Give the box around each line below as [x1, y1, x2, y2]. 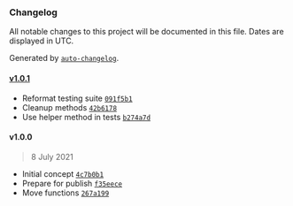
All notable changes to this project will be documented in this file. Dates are [9, 27, 285, 37]
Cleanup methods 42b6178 [21, 102, 118, 112]
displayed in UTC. [9, 35, 74, 46]
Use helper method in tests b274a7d [21, 111, 151, 122]
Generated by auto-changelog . [9, 53, 120, 64]
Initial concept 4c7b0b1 [21, 168, 104, 179]
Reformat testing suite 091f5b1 [21, 93, 133, 103]
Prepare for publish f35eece [21, 178, 122, 188]
